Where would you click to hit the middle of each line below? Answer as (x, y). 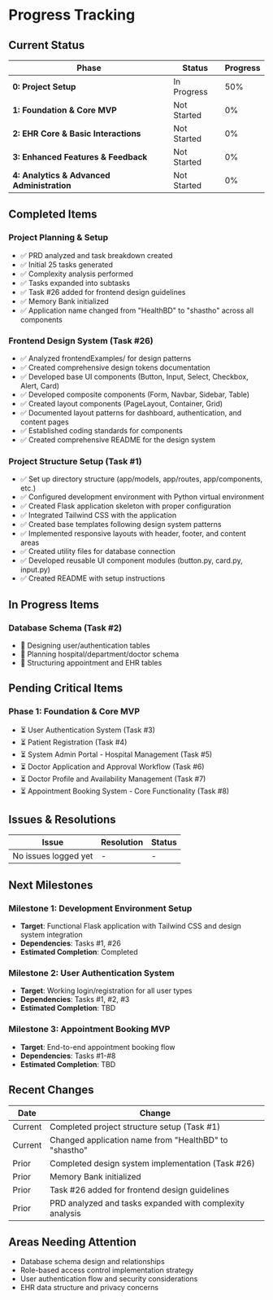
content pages (44, 422)
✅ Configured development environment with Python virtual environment (142, 497)
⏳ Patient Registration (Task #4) (74, 742)
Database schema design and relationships (92, 1262)
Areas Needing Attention (72, 1242)
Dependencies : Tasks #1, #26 (71, 943)
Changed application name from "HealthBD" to (139, 1140)
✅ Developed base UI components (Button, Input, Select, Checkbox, (134, 376)
